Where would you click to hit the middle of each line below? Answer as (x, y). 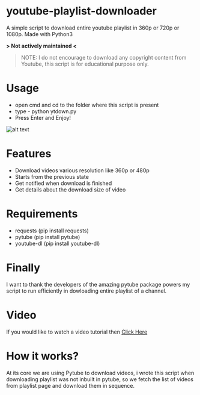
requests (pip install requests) (52, 231)
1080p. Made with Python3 (40, 34)
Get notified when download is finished (63, 183)
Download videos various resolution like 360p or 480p (82, 170)
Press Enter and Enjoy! (43, 117)
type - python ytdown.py (46, 111)
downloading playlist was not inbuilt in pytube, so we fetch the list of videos (100, 379)
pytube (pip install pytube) (47, 237)
